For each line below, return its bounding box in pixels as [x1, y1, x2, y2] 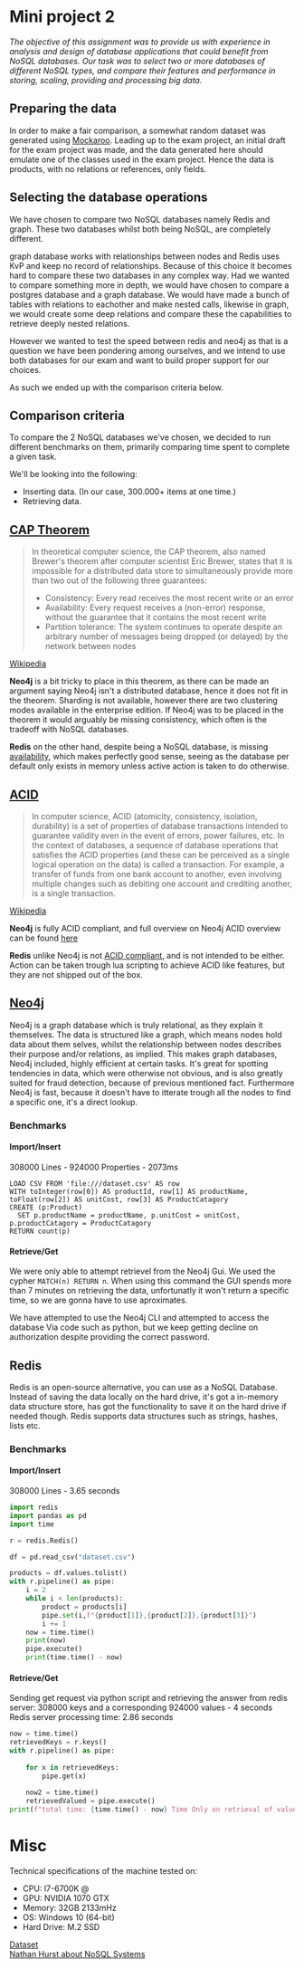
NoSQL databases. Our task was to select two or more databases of [9, 55, 265, 66]
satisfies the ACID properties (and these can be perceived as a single [31, 849, 290, 860]
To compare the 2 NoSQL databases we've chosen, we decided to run [9, 432, 271, 443]
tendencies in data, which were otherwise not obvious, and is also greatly [9, 1067, 283, 1078]
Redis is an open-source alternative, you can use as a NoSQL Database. [9, 1381, 278, 1392]
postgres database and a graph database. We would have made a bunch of [9, 289, 290, 300]
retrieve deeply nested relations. [9, 318, 130, 329]
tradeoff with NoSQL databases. [9, 724, 129, 735]
